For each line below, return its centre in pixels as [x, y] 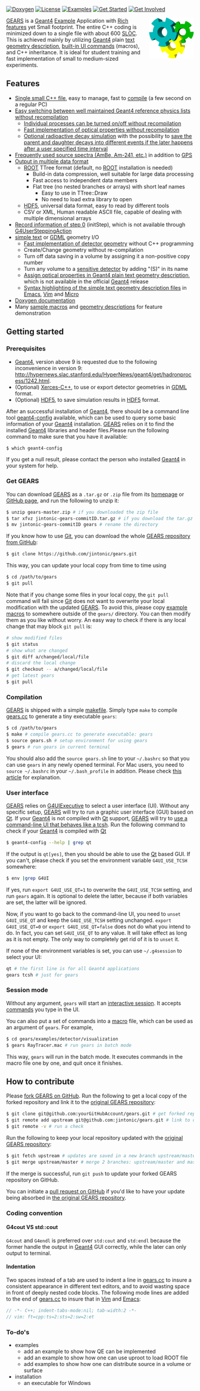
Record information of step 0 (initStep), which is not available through [100, 224]
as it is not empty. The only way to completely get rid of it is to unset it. [93, 939]
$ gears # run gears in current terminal [58, 747]
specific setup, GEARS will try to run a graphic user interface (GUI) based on [100, 812]
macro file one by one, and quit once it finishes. [65, 1063]
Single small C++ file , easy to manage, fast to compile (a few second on [103, 98]
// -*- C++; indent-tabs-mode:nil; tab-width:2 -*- [71, 1311]
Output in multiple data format [51, 161]
